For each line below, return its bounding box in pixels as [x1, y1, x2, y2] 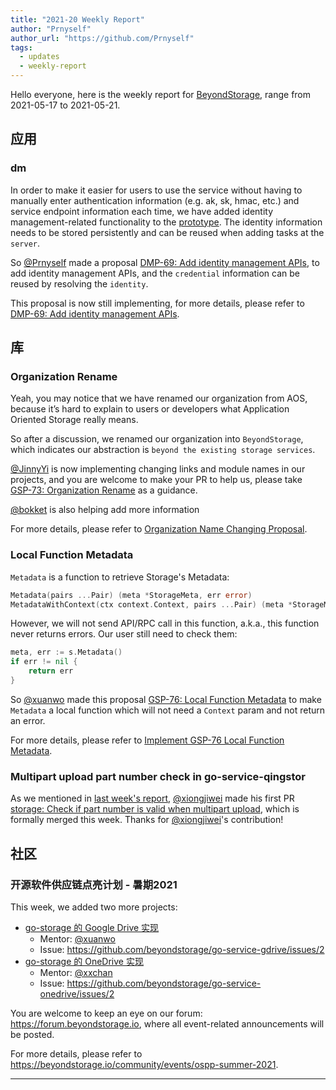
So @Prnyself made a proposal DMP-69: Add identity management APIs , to [10, 256, 320, 268]
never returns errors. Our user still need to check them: [10, 628, 238, 640]
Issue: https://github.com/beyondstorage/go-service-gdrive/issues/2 [39, 943, 325, 955]
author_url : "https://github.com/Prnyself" [10, 33, 195, 43]
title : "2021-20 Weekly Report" [10, 14, 145, 25]
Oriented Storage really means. [10, 414, 139, 426]
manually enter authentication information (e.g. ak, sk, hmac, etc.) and [10, 194, 300, 206]
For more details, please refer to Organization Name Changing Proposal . [10, 523, 308, 535]
